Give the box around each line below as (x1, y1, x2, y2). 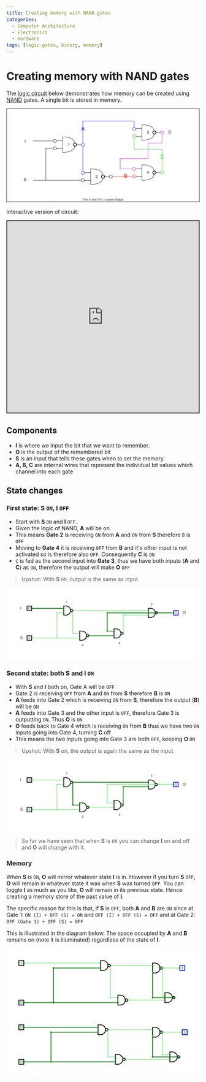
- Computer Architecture (12, 23, 75, 29)
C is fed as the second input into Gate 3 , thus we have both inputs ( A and (15, 557, 200, 564)
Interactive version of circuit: (6, 208, 79, 216)
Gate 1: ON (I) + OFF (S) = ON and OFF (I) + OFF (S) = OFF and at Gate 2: (6, 911, 196, 918)
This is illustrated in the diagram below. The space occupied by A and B (6, 929, 188, 937)
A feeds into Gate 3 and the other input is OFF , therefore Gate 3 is (15, 709, 180, 717)
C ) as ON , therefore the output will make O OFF (15, 563, 131, 571)
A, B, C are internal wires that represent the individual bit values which (15, 461, 193, 468)
